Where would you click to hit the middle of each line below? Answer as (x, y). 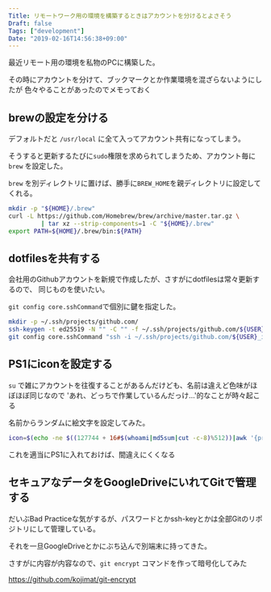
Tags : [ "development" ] (46, 31)
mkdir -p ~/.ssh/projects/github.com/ (73, 322)
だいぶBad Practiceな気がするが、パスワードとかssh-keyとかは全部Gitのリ (132, 518)
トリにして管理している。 (58, 529)
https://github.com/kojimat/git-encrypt (72, 579)
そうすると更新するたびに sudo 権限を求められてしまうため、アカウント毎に (132, 156)
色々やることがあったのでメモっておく (88, 90)
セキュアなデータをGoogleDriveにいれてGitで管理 (132, 482)
